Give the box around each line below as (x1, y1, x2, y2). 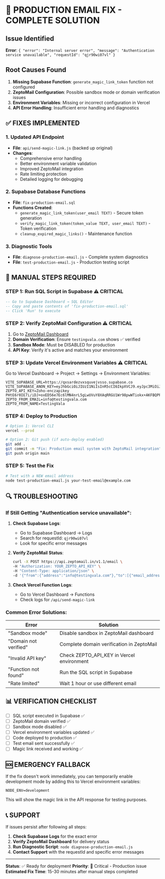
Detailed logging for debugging (20, 176, 83, 182)
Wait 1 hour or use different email (59, 680, 137, 687)
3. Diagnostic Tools (5, 243, 52, 249)
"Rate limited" (8, 680, 40, 687)
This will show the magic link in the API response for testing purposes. (5, 797, 147, 803)
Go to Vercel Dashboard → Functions (20, 591, 95, 597)
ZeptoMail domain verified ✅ (12, 718, 71, 724)
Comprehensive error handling (20, 155, 82, 161)
